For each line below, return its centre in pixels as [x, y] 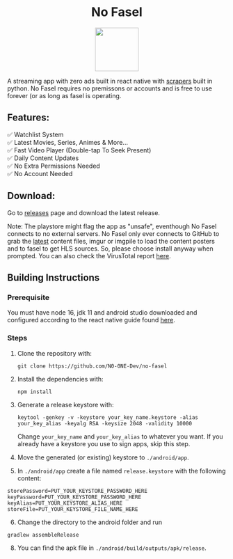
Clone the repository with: [54, 353]
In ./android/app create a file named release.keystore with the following [121, 471]
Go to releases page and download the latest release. [83, 212]
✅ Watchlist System [35, 134]
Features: [29, 118]
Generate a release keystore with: [65, 404]
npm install [34, 392]
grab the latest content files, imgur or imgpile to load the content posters [111, 241]
